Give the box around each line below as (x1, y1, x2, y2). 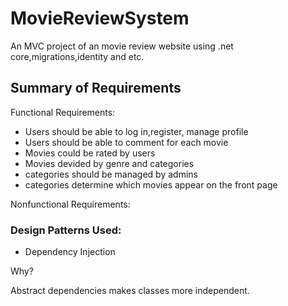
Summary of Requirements (10, 80, 182, 97)
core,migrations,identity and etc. (10, 50, 145, 62)
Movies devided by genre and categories (24, 157, 195, 169)
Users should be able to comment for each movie (24, 136, 229, 148)
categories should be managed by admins (24, 168, 198, 180)
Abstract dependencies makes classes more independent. (10, 285, 250, 297)
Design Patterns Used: (10, 223, 122, 237)
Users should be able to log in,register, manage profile (24, 125, 249, 137)
